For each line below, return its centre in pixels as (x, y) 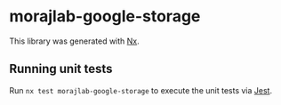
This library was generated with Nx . (74, 41)
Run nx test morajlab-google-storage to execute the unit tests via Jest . (141, 90)
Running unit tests (61, 69)
